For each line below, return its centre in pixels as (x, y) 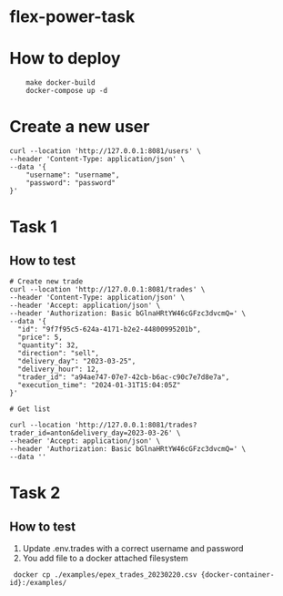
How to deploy (65, 59)
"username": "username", (73, 175)
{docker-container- (238, 575)
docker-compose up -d (66, 91)
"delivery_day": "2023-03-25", (77, 362)
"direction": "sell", (59, 354)
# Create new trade (46, 282)
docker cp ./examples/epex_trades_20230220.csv (105, 575)
